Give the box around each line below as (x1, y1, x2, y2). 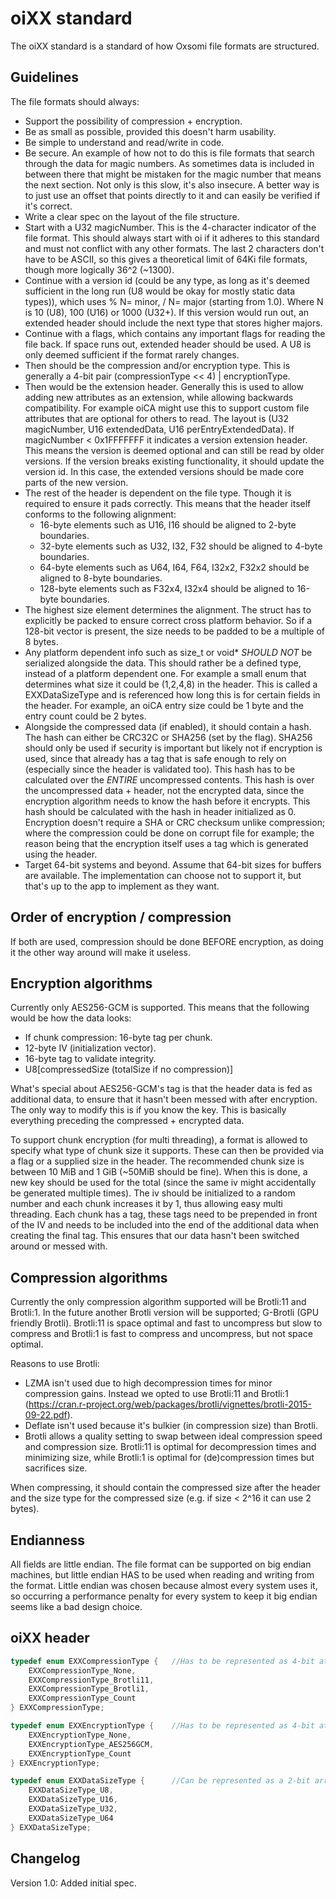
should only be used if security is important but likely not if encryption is (24, 742, 323, 754)
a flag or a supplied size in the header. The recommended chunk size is (10, 1155, 305, 1167)
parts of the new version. (24, 476, 129, 488)
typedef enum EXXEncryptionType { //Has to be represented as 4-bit (10, 1721, 315, 1731)
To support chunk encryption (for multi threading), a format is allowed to (10, 1134, 308, 1146)
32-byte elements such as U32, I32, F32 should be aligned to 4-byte (39, 540, 323, 552)
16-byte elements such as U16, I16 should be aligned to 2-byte (39, 518, 297, 531)
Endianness (10, 1532, 86, 1549)
